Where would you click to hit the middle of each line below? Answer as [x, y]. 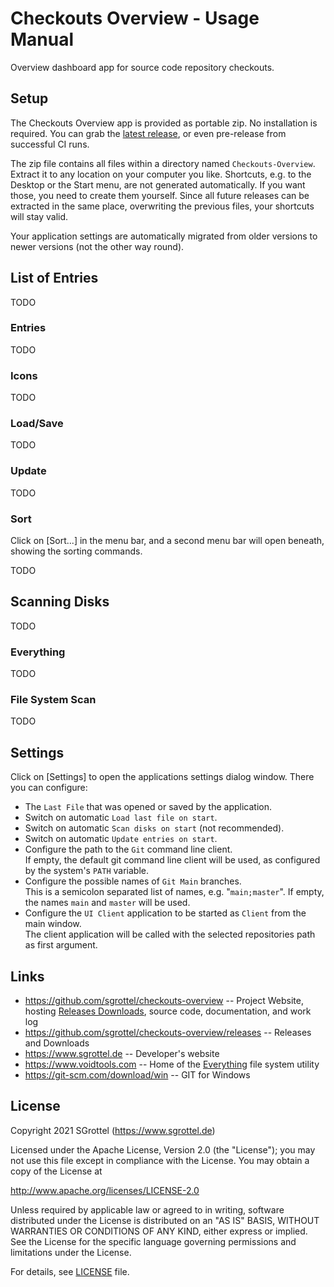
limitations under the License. [71, 1252]
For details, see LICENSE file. [70, 1271]
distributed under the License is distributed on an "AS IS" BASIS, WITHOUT [165, 1220]
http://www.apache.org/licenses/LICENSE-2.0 [105, 1190]
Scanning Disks [60, 602]
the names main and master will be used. [107, 903]
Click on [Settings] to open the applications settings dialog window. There [162, 777]
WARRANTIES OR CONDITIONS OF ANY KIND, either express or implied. [159, 1231]
